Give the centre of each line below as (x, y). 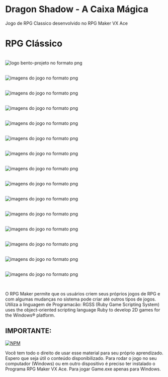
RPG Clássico (34, 44)
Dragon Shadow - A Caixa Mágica (77, 9)
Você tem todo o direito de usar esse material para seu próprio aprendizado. (84, 353)
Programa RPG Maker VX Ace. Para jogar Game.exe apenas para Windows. (83, 369)
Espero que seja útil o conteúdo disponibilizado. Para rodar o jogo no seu (81, 358)
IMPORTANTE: (28, 331)
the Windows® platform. (30, 315)
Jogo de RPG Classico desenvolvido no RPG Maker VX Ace (67, 23)
